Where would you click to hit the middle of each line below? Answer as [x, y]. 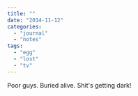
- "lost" [26, 59]
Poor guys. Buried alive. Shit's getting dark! [69, 85]
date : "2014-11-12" [36, 20]
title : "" [22, 14]
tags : [15, 46]
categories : [24, 26]
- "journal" [31, 33]
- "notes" [28, 40]
